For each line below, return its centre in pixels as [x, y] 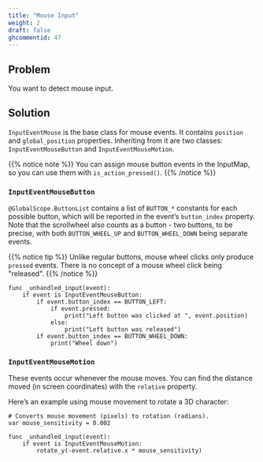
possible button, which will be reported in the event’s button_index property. [132, 217]
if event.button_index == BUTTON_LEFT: [102, 302]
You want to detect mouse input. [61, 88]
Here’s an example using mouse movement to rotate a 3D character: [119, 402]
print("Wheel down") [84, 344]
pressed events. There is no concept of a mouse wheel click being [115, 266]
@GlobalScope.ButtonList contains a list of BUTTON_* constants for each [123, 208]
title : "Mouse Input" [44, 15]
